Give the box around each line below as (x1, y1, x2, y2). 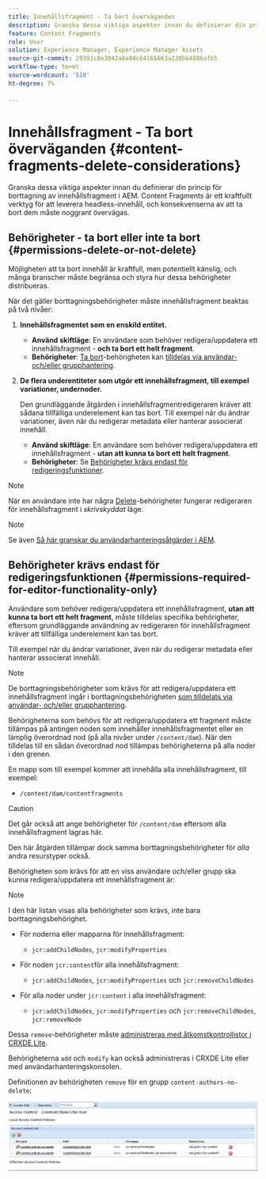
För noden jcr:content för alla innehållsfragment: (19, 960, 180, 969)
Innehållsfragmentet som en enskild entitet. (19, 320, 168, 330)
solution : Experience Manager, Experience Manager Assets (8, 46, 203, 55)
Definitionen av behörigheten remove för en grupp (8, 1077, 169, 1087)
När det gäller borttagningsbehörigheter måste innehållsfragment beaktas (8, 297, 249, 306)
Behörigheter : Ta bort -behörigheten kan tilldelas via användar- (31, 352, 237, 362)
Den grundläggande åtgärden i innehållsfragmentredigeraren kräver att (19, 400, 252, 409)
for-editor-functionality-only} (8, 582, 158, 597)
